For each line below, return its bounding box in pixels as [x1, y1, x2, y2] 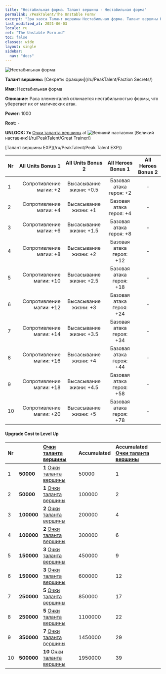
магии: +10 [34, 278, 61, 284]
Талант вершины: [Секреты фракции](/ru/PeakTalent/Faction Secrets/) [5, 76, 153, 82]
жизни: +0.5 [69, 186, 99, 193]
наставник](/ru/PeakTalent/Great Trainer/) [5, 135, 91, 141]
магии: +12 [34, 304, 61, 311]
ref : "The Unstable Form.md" [5, 30, 65, 35]
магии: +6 [37, 227, 61, 234]
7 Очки [42, 627, 60, 634]
